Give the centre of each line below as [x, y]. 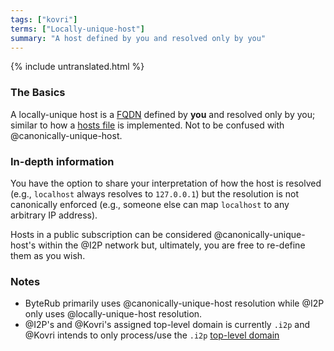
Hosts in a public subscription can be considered [111, 234]
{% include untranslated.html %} [77, 67]
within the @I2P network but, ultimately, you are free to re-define [172, 245]
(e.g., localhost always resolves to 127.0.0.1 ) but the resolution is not [154, 193]
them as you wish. [48, 255]
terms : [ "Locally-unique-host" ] [77, 29]
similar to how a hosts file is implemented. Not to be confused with [147, 125]
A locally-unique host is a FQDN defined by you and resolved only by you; [163, 114]
